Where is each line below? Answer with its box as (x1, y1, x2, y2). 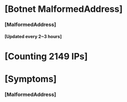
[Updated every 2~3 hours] (4, 33, 62, 39)
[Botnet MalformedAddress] (4, 3, 123, 15)
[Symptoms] (4, 73, 57, 85)
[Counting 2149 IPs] (4, 51, 88, 62)
